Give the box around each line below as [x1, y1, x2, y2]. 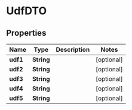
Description [56, 46, 90, 54]
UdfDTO [6, 4, 47, 18]
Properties [6, 28, 47, 38]
